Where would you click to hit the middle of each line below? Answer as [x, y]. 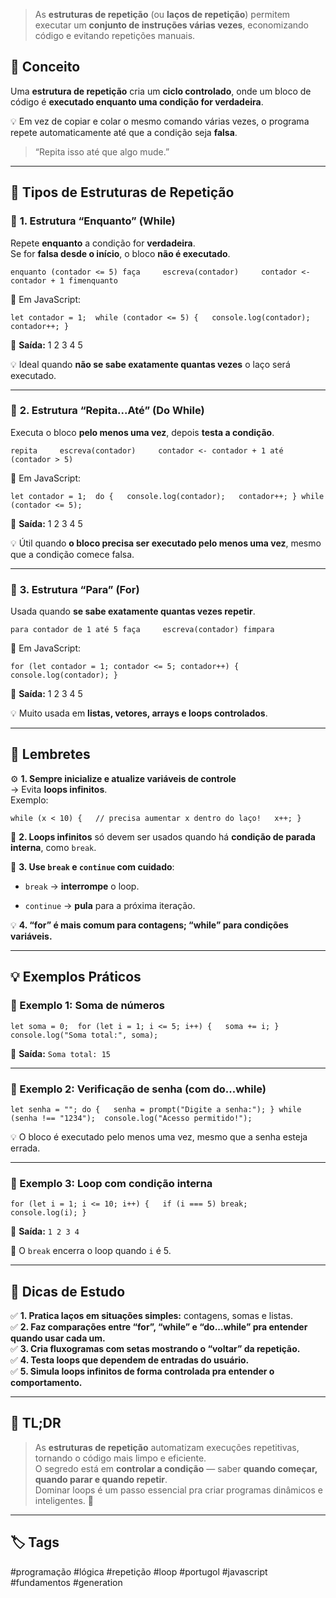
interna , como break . [53, 847]
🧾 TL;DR [36, 1423]
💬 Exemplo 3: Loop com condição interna [111, 1183]
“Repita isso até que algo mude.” [102, 151]
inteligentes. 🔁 [64, 1500]
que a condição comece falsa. [72, 554]
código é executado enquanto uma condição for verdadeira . [137, 101]
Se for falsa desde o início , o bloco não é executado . [120, 253]
